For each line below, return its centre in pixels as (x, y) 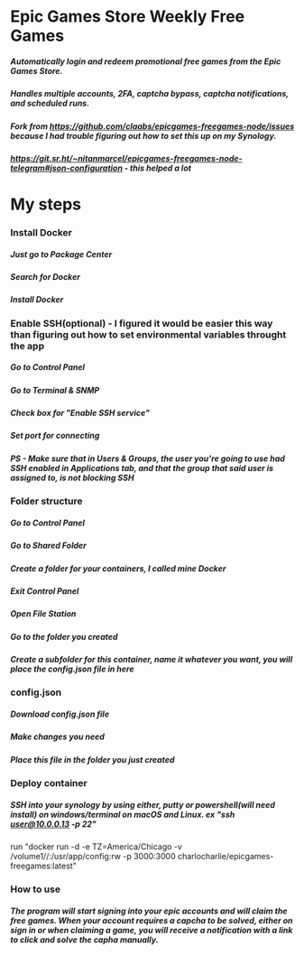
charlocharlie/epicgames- (226, 857)
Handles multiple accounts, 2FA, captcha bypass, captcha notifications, (150, 94)
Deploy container (49, 783)
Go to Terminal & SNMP (55, 390)
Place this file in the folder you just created (92, 759)
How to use (36, 889)
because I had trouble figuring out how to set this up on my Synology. (143, 135)
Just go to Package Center (61, 254)
